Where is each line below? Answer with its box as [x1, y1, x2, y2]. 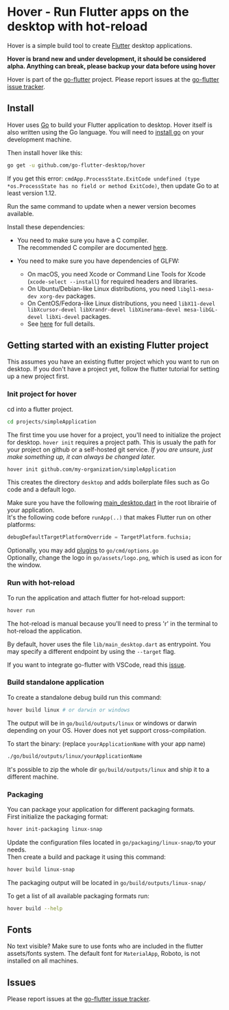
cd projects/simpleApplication [7, 418, 97, 425]
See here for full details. [27, 320, 95, 328]
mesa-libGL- [184, 306, 218, 313]
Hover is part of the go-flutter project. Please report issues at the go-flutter [7, 75, 219, 83]
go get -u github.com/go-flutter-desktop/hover [7, 162, 146, 169]
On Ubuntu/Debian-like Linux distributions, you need [27, 284, 176, 292]
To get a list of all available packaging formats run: [7, 891, 149, 900]
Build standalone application [7, 677, 104, 687]
